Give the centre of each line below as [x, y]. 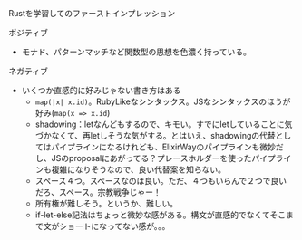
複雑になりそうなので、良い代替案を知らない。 [139, 169]
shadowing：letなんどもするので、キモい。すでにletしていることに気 [164, 124]
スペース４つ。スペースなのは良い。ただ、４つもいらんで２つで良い [161, 181]
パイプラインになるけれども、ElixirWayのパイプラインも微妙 [164, 147]
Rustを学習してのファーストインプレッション [92, 13]
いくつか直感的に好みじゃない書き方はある [101, 90]
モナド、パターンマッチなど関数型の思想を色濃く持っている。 [136, 52]
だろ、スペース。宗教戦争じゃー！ [98, 192]
